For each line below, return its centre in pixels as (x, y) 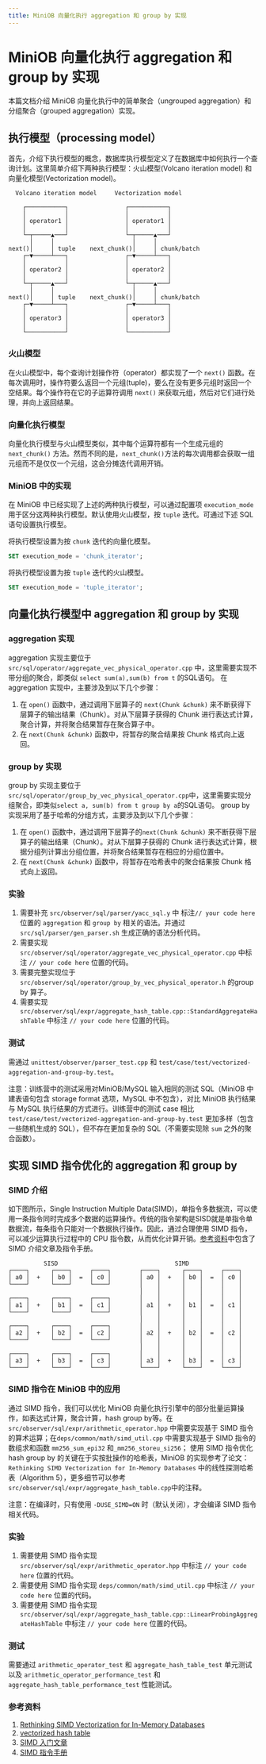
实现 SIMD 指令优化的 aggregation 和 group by (123, 1165)
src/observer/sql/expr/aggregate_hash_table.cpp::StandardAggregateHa (139, 1012)
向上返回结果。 (53, 402)
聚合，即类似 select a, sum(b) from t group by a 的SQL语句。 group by (132, 805)
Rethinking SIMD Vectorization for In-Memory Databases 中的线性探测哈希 (131, 1467)
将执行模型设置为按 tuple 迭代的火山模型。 (78, 573)
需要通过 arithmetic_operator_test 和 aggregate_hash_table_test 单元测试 (130, 1665)
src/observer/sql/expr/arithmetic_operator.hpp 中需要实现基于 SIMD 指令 (131, 1428)
